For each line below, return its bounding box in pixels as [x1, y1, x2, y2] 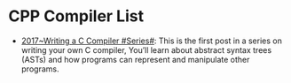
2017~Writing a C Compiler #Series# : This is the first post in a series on [20, 35, 283, 46]
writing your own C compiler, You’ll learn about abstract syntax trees [20, 44, 272, 55]
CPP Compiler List [8, 6, 144, 26]
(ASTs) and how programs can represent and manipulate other [20, 54, 250, 64]
